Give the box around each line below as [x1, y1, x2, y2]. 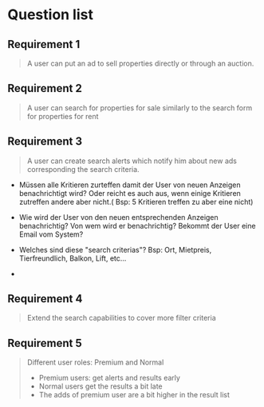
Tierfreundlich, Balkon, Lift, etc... [18, 253, 127, 263]
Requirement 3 [7, 134, 83, 149]
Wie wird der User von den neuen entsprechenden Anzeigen [18, 212, 219, 221]
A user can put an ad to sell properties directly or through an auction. [26, 58, 254, 68]
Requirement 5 [7, 336, 83, 349]
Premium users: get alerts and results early [38, 373, 181, 383]
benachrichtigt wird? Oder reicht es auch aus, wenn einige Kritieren [18, 188, 241, 198]
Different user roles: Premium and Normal [26, 357, 164, 367]
